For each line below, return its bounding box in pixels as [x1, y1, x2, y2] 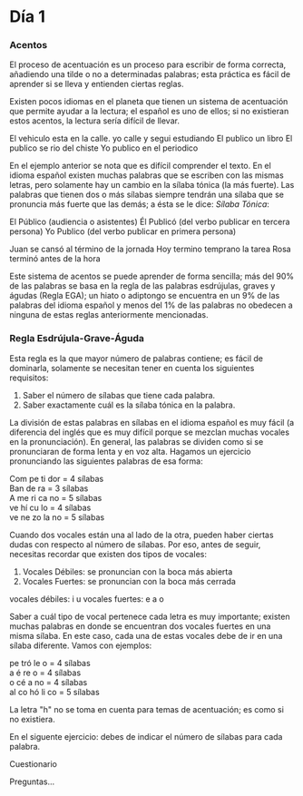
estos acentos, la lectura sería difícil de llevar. [9, 115, 180, 126]
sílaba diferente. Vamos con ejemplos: [9, 640, 152, 651]
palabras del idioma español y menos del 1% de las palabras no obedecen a [9, 300, 293, 310]
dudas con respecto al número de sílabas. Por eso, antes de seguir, [9, 538, 261, 550]
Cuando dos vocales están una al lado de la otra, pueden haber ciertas [9, 529, 274, 540]
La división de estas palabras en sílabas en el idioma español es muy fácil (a [9, 417, 295, 427]
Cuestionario [9, 758, 57, 769]
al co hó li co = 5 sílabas [9, 686, 100, 697]
